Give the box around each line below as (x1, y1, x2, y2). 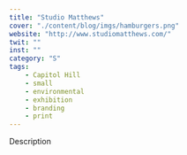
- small (25, 79, 53, 88)
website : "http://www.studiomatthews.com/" (9, 29, 172, 38)
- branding (25, 104, 65, 112)
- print (25, 112, 53, 120)
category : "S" (9, 54, 62, 63)
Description (9, 136, 51, 147)
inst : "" (9, 46, 41, 55)
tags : (9, 63, 29, 72)
